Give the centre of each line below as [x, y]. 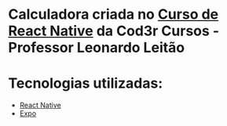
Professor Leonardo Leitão [97, 48]
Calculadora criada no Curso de [113, 14]
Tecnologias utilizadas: [86, 83]
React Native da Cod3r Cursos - [114, 31]
